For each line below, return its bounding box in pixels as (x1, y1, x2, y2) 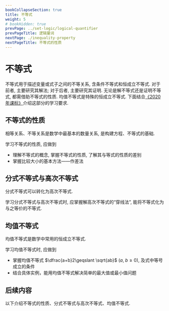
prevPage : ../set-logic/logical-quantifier (5, 26, 98, 31)
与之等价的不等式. (5, 205, 42, 211)
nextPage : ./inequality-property (5, 36, 76, 41)
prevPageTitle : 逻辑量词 (5, 31, 54, 36)
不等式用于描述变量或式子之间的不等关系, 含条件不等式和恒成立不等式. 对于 (5, 81, 160, 87)
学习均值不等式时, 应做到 (5, 247, 57, 253)
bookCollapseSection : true (5, 7, 62, 13)
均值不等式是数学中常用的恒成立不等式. (5, 236, 87, 242)
